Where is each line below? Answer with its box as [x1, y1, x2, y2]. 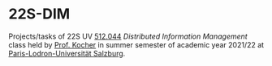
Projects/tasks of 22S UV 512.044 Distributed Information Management [8, 31, 248, 41]
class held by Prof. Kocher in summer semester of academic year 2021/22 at [8, 39, 265, 49]
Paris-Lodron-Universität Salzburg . [8, 48, 126, 58]
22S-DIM [8, 5, 71, 23]
